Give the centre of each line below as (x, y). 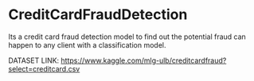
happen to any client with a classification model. (87, 44)
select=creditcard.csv (44, 68)
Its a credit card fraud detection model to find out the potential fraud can (127, 37)
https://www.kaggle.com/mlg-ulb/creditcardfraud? (144, 60)
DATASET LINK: (34, 60)
